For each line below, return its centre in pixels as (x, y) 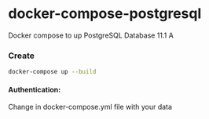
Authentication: (35, 89)
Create (22, 56)
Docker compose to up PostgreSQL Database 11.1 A (91, 35)
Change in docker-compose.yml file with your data (90, 107)
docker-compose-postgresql (105, 14)
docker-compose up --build (52, 72)
